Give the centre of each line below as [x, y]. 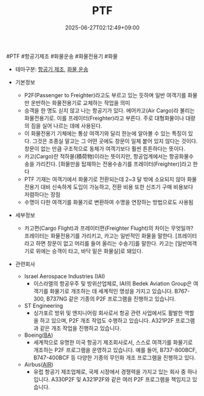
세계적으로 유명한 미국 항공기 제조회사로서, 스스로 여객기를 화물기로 [113, 342]
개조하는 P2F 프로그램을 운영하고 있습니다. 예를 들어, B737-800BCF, [115, 350]
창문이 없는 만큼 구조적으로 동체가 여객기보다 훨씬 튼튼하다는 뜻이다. [105, 148]
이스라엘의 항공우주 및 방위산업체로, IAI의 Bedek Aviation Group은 [112, 283]
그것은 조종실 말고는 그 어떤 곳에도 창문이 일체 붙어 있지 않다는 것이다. [115, 141]
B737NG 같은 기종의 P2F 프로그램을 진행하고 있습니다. [111, 299]
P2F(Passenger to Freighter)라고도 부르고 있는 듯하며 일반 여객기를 [105, 95]
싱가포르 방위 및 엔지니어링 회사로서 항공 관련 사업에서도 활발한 [108, 313]
